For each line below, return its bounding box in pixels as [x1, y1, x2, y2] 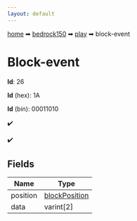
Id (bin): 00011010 [7, 105, 59, 113]
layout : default [7, 10, 55, 18]
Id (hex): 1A [7, 91, 41, 99]
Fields [7, 158, 35, 170]
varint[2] [44, 202, 74, 212]
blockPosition [44, 191, 89, 201]
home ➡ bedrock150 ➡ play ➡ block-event [7, 29, 131, 38]
